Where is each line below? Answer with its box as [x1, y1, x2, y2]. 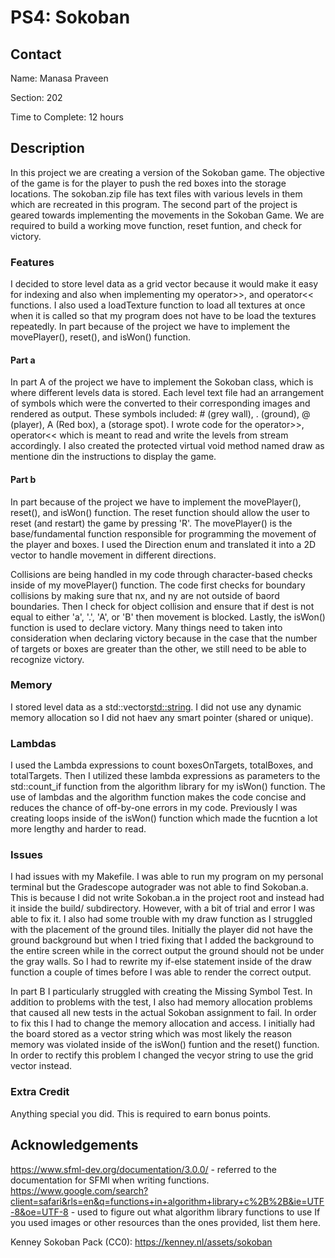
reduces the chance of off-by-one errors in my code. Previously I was [10, 802, 298, 814]
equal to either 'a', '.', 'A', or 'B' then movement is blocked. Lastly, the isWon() [10, 611, 326, 623]
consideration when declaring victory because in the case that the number [10, 632, 318, 644]
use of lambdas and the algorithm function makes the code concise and [10, 791, 307, 803]
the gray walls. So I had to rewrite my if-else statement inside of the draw [10, 956, 312, 968]
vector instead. [10, 1060, 73, 1072]
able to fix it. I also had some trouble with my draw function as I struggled [10, 913, 313, 925]
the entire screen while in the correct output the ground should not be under [10, 945, 325, 957]
